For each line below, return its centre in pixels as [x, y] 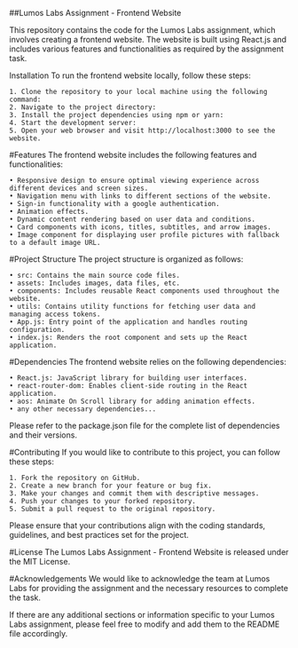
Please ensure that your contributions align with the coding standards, [137, 526]
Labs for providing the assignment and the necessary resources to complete [149, 588]
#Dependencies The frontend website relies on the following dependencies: [148, 362]
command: [25, 99]
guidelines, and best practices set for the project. [99, 535]
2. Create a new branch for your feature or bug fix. [111, 486]
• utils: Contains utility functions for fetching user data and [132, 306]
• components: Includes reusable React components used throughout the [144, 291]
